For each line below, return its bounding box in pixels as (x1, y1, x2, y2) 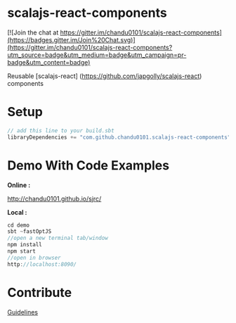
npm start (7, 248, 37, 255)
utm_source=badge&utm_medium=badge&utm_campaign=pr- (7, 51, 187, 59)
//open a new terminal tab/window (7, 234, 109, 242)
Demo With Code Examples (7, 157, 170, 173)
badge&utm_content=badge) (7, 58, 91, 66)
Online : (7, 181, 31, 189)
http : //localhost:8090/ (7, 260, 77, 268)
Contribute (7, 284, 72, 300)
